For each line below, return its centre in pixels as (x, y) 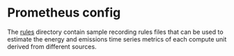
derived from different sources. (52, 46)
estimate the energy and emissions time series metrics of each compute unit (117, 39)
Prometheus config (64, 13)
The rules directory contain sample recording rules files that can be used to (116, 32)
